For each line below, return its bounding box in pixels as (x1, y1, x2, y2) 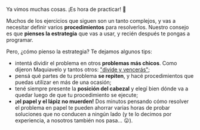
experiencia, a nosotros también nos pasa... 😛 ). (14, 117, 133, 124)
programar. (6, 37, 34, 43)
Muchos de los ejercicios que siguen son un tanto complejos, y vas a (6, 17, 176, 24)
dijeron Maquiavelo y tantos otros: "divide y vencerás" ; (14, 66, 150, 73)
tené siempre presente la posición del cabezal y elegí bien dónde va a (14, 85, 189, 92)
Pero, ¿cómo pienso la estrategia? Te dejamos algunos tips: (6, 48, 152, 55)
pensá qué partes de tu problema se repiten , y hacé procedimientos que (14, 72, 194, 79)
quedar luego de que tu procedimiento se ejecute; (14, 92, 139, 98)
